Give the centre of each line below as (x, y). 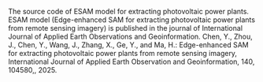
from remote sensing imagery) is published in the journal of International (125, 28)
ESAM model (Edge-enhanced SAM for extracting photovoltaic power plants (132, 20)
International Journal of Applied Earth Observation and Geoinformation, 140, (131, 61)
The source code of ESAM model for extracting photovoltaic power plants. (129, 11)
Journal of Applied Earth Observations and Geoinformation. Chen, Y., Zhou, (131, 36)
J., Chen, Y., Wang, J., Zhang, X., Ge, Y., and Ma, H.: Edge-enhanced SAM (129, 45)
